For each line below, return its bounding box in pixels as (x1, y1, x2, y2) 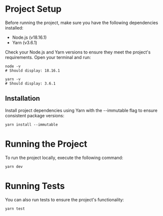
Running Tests (5, 180, 65, 191)
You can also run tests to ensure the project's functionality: (5, 196, 124, 202)
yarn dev (5, 164, 23, 169)
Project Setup (5, 3, 62, 15)
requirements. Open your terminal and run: (5, 54, 91, 60)
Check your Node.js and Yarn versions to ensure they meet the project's (5, 49, 151, 55)
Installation (5, 94, 40, 103)
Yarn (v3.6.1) (12, 39, 38, 45)
